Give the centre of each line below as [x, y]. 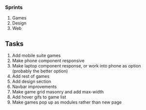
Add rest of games [31, 76]
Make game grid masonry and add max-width [58, 92]
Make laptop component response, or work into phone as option [76, 66]
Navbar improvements [34, 87]
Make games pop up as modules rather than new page [67, 102]
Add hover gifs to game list [39, 97]
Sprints [14, 7]
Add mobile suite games [36, 56]
